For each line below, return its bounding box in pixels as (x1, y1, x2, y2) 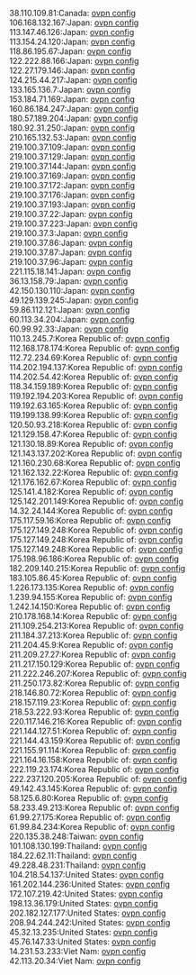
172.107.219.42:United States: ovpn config (9, 888, 164, 899)
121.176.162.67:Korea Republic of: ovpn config (9, 477, 177, 487)
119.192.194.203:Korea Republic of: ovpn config (9, 391, 183, 401)
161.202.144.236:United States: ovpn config (9, 879, 171, 889)
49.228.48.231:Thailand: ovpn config (9, 860, 147, 870)
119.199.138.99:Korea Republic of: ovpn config (9, 410, 178, 420)
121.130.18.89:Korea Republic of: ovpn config (9, 439, 174, 449)
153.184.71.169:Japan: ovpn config (9, 94, 135, 105)
